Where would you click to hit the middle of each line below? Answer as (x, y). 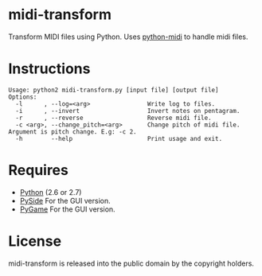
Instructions (49, 69)
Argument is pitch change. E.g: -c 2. (72, 132)
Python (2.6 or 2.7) (51, 192)
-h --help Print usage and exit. (119, 138)
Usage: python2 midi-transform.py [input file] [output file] (113, 90)
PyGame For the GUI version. (67, 209)
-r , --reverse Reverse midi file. (114, 118)
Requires (39, 171)
